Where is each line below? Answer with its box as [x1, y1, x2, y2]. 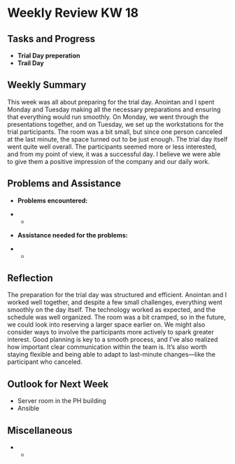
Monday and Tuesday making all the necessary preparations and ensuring [7, 105, 221, 114]
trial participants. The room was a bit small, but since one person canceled [7, 128, 222, 136]
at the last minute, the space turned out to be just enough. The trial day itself [7, 135, 228, 143]
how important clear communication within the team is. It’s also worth [7, 343, 208, 351]
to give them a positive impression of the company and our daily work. [7, 157, 211, 165]
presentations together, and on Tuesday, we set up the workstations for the [7, 120, 224, 128]
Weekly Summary [7, 79, 87, 91]
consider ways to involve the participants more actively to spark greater [7, 328, 215, 336]
